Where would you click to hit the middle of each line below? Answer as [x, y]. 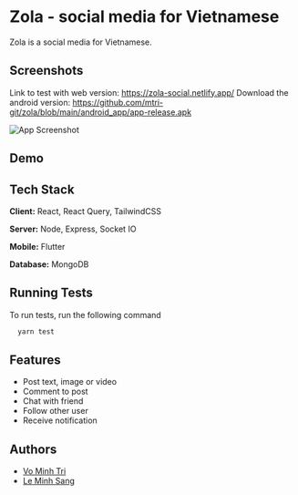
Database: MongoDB [49, 264]
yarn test [36, 331]
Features [35, 361]
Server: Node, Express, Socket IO [73, 229]
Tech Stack [42, 189]
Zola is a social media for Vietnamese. [81, 42]
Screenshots [46, 71]
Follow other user [55, 411]
